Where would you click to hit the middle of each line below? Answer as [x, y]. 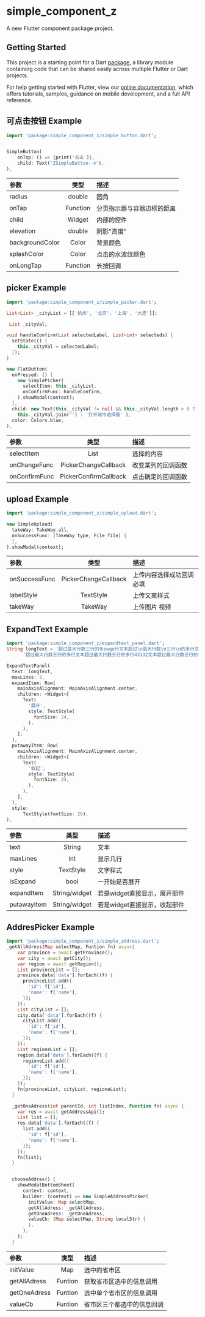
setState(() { [30, 341]
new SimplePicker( [41, 380]
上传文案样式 [151, 595]
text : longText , [32, 671]
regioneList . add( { [46, 1061]
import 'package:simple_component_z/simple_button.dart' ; [81, 135]
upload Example [38, 499]
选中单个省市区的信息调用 [120, 1292]
